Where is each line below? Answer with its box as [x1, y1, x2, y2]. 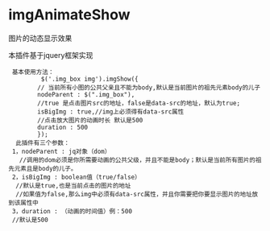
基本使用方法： [11, 68, 55, 76]
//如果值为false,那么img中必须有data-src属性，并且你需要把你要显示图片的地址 [15, 190, 252, 198]
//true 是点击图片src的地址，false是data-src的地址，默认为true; [37, 99, 240, 107]
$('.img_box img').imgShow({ [40, 75, 139, 83]
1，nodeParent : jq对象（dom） [11, 147, 111, 155]
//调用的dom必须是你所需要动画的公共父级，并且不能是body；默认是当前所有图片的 [19, 155, 256, 164]
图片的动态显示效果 [8, 33, 73, 43]
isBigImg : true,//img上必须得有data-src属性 [37, 107, 185, 116]
